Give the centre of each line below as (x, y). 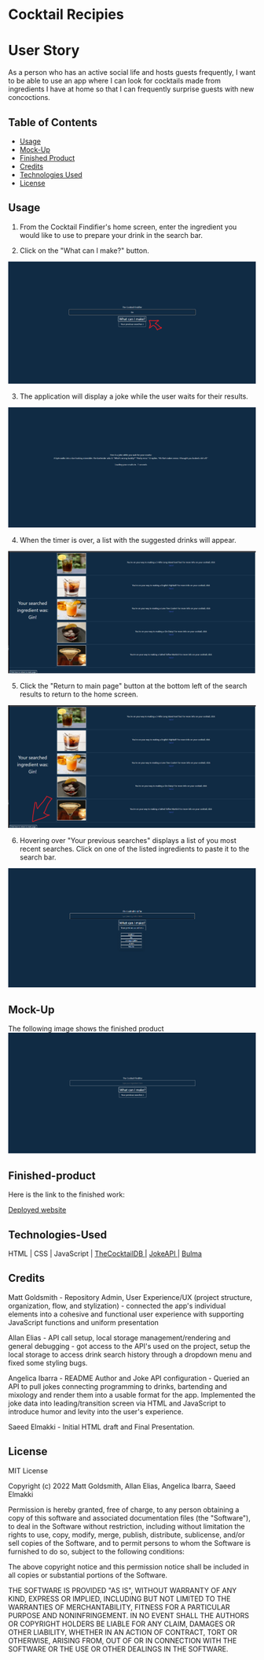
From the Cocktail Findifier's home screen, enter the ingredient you (128, 227)
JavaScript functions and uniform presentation (84, 1322)
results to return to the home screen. (79, 694)
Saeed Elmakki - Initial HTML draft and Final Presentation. (101, 1427)
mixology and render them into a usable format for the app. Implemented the (132, 1394)
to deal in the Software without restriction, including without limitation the (126, 1526)
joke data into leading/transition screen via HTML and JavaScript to (117, 1403)
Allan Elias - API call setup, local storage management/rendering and (119, 1338)
